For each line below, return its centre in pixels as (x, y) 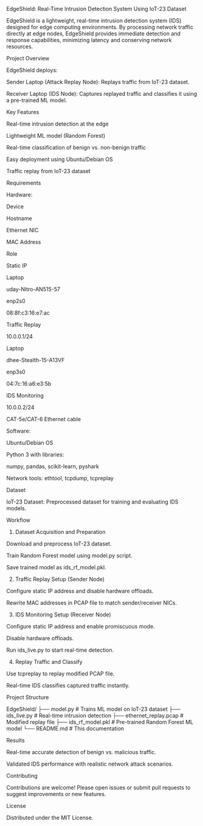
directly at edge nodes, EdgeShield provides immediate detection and (94, 34)
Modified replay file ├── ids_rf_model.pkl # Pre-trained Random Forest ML (100, 722)
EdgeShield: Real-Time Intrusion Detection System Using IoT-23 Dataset (96, 9)
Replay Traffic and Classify (49, 662)
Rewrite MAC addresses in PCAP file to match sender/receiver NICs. (92, 603)
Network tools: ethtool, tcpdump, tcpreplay (60, 478)
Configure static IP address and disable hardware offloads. (80, 591)
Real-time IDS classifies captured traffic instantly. (68, 685)
